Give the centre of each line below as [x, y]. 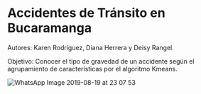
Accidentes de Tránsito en [86, 13]
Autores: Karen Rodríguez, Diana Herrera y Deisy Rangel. [91, 47]
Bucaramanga [50, 28]
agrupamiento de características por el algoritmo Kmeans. [92, 69]
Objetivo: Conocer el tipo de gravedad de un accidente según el [101, 61]
